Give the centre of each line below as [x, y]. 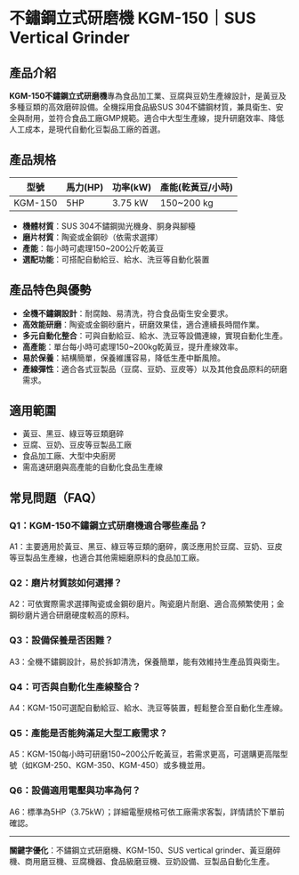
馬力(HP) [85, 187]
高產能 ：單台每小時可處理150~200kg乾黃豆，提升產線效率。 [132, 346]
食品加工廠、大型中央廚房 [69, 456]
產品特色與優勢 [50, 290]
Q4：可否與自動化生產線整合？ [75, 686]
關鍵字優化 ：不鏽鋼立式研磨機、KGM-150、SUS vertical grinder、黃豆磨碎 [145, 850]
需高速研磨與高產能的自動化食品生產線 [92, 467]
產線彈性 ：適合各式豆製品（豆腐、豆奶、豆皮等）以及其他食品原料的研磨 [154, 369]
